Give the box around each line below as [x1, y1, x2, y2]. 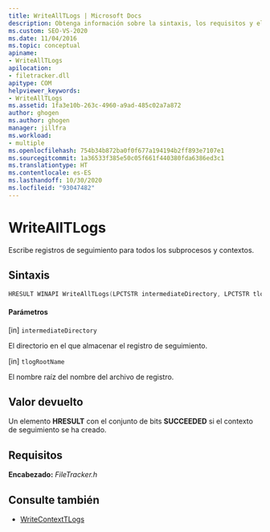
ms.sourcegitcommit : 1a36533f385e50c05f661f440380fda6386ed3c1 [8, 154, 225, 162]
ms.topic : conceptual [8, 42, 81, 50]
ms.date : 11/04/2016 [8, 34, 78, 43]
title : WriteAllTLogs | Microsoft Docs [8, 11, 142, 20]
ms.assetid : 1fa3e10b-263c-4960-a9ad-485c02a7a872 [8, 101, 182, 109]
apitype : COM [8, 79, 52, 87]
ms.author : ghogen [8, 117, 70, 125]
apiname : [8, 49, 38, 57]
